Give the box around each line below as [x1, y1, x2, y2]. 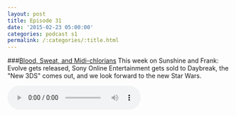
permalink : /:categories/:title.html [7, 37, 119, 44]
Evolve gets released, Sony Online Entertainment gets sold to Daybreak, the [7, 64, 229, 73]
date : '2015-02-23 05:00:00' [7, 23, 94, 31]
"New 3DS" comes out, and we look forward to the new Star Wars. [7, 72, 202, 80]
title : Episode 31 [7, 17, 62, 24]
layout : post [7, 10, 46, 18]
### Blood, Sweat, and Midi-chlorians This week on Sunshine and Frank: [7, 56, 219, 65]
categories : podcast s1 [7, 30, 78, 38]
